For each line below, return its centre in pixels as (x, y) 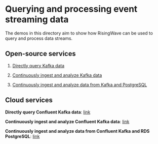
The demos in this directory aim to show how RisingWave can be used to (79, 33)
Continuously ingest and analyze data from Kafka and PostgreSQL (79, 85)
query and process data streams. (39, 38)
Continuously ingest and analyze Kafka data (57, 75)
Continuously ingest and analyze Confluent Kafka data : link (67, 121)
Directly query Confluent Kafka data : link (48, 112)
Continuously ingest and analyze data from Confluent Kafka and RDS (77, 131)
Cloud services (29, 100)
